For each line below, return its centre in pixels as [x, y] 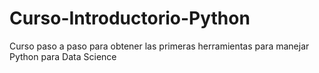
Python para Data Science [63, 56]
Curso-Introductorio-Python [130, 18]
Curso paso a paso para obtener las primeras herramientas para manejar [159, 46]
